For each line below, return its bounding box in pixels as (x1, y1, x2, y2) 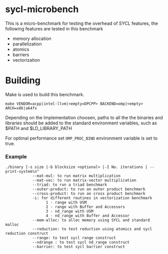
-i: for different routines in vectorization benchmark (32, 196, 152, 201)
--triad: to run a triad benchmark (32, 182, 107, 188)
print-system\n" (5, 169, 39, 174)
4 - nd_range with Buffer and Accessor (45, 214, 130, 219)
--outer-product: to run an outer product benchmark (32, 187, 145, 192)
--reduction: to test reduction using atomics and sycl (32, 227, 152, 232)
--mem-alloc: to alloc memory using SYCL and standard (32, 218, 150, 223)
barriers (12, 52, 29, 58)
